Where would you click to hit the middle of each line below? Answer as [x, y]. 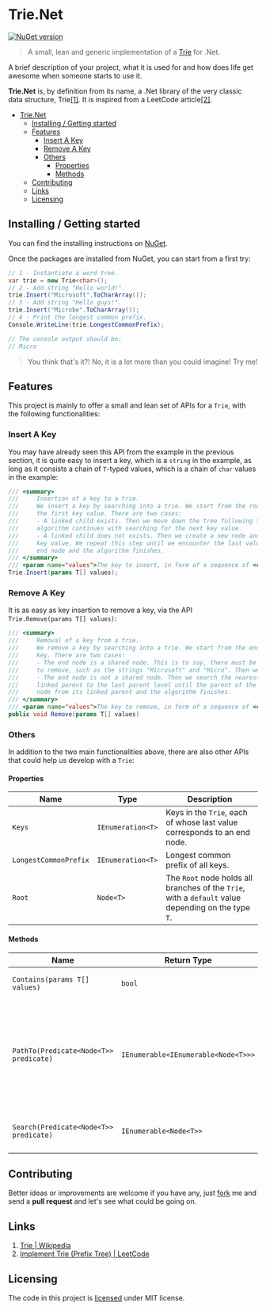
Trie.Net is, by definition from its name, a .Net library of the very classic [125, 91]
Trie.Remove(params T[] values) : [63, 619]
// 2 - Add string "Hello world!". [67, 288]
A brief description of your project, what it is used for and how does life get [131, 67]
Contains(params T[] [51, 979]
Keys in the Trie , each [207, 813]
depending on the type [208, 908]
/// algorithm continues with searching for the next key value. [125, 528]
